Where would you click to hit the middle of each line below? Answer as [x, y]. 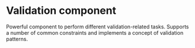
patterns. [17, 39]
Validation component [61, 11]
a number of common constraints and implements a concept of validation [95, 32]
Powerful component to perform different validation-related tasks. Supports [97, 27]
